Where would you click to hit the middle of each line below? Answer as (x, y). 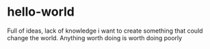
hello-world (41, 12)
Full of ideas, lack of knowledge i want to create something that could (105, 31)
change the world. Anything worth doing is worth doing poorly (95, 37)
